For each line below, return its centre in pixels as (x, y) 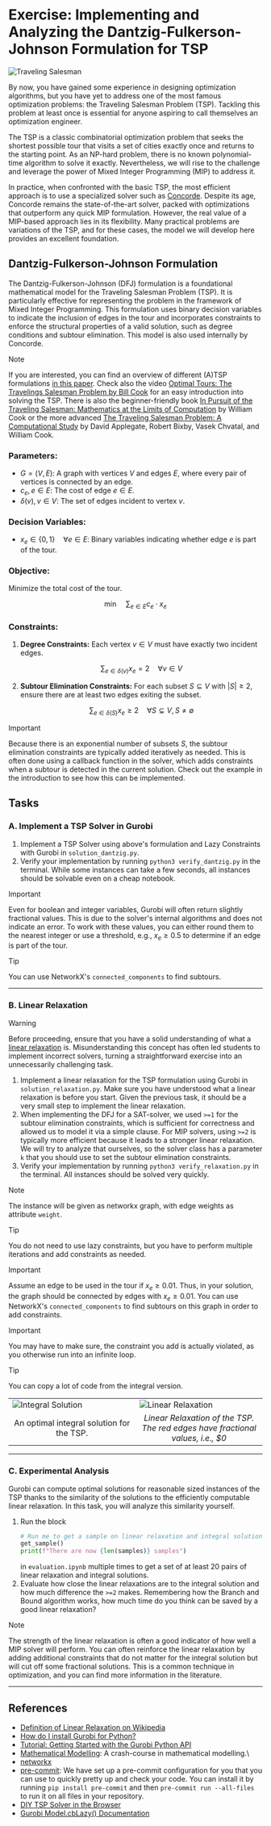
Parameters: (33, 455)
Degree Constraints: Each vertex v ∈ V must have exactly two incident (139, 644)
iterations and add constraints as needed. (77, 1254)
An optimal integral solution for (72, 1423)
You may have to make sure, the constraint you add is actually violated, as (131, 1346)
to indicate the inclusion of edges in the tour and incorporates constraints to (135, 317)
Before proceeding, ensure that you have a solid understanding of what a (130, 1038)
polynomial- (232, 154)
